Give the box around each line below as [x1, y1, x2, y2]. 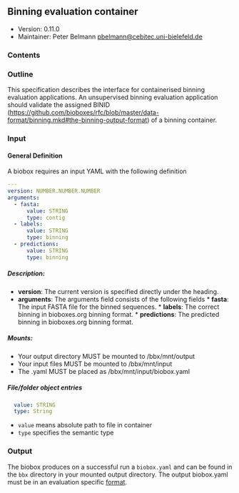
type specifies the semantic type [17, 428, 114, 437]
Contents [7, 50, 41, 60]
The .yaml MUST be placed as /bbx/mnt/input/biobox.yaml [17, 367, 190, 375]
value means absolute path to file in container [17, 421, 153, 430]
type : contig [26, 214, 66, 221]
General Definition [7, 151, 63, 160]
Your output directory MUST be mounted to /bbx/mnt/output [17, 352, 195, 360]
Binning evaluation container [7, 6, 138, 18]
